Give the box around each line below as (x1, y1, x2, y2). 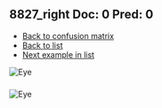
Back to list (21, 40, 63, 50)
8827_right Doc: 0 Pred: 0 (9, 7, 154, 22)
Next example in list (21, 49, 95, 60)
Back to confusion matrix (21, 30, 114, 41)
